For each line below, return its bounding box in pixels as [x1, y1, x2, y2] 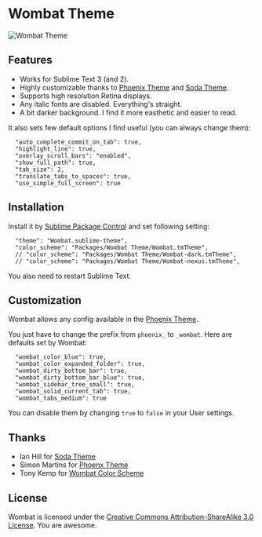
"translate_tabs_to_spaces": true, [15, 172, 132, 181]
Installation [8, 201, 64, 214]
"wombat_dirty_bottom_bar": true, [15, 367, 128, 375]
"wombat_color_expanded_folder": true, [15, 360, 146, 368]
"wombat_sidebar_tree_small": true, [15, 381, 135, 389]
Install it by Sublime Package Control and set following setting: [8, 221, 210, 231]
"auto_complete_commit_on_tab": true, [15, 138, 143, 146]
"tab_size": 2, [15, 166, 65, 174]
